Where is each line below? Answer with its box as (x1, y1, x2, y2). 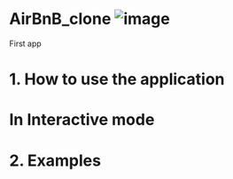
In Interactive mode (9, 110, 155, 130)
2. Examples (9, 151, 102, 170)
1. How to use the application (9, 69, 225, 89)
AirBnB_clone (9, 9, 112, 29)
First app (9, 38, 42, 49)
